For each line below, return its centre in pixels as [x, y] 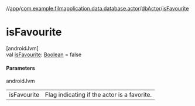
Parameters [20, 68]
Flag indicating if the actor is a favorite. [98, 95]
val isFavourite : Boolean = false [44, 54]
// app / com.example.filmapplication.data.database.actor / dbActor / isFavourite [97, 8]
